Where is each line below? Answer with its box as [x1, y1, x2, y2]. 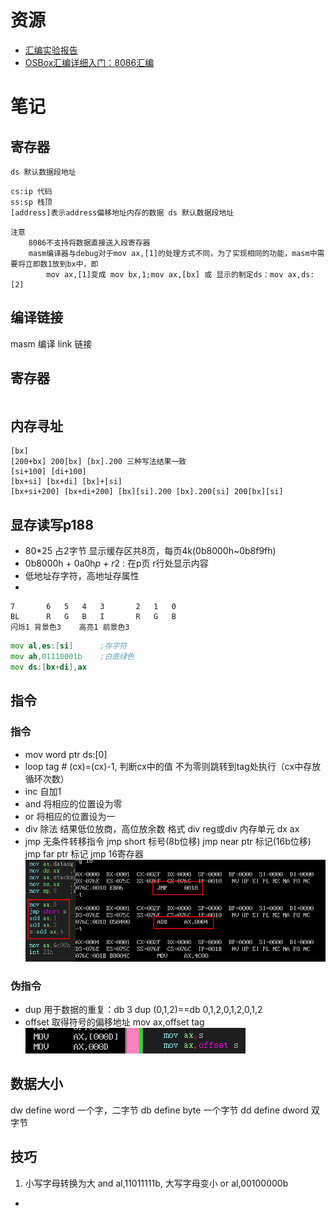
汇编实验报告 [24, 44, 78, 56]
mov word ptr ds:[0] [24, 748, 108, 760]
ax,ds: [287, 269, 315, 280]
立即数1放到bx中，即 [24, 259, 99, 269]
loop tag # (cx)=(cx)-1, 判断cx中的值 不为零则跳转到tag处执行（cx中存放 [24, 760, 322, 772]
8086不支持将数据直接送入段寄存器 [28, 237, 151, 248]
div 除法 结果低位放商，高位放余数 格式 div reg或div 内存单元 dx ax [24, 822, 300, 835]
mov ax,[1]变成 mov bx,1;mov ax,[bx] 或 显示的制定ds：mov [46, 269, 284, 280]
